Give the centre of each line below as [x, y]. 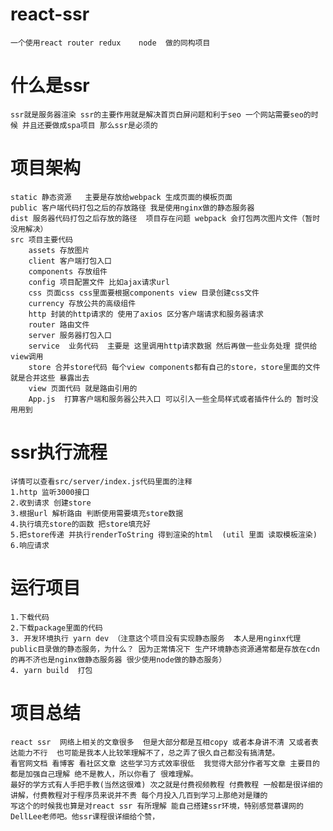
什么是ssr [50, 85]
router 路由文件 [59, 324]
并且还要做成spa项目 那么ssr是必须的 [90, 125]
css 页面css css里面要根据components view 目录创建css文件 [144, 293]
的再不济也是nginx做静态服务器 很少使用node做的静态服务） [118, 659]
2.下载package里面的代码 [56, 628]
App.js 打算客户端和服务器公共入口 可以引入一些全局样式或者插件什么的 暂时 [170, 399]
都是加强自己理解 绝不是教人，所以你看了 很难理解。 [104, 774]
